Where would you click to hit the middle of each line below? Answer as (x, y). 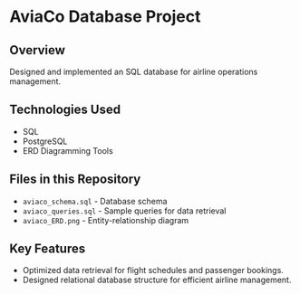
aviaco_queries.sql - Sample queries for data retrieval (124, 211)
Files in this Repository (75, 180)
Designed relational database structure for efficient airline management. (157, 280)
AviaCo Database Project (105, 17)
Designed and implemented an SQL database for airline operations (134, 71)
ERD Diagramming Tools (68, 150)
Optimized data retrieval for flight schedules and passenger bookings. (153, 270)
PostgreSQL (45, 141)
